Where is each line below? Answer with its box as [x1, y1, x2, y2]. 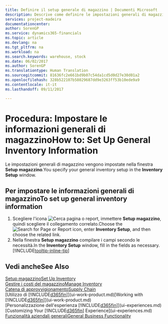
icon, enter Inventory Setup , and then [72, 227, 151, 233]
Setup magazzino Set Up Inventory [5, 276, 76, 282]
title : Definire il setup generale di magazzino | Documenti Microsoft [5, 7, 157, 13]
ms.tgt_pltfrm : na [5, 45, 43, 50]
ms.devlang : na [5, 40, 37, 45]
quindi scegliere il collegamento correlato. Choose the [12, 221, 122, 227]
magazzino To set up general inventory [5, 194, 127, 203]
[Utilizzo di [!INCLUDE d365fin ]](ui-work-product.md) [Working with [5, 292, 143, 298]
